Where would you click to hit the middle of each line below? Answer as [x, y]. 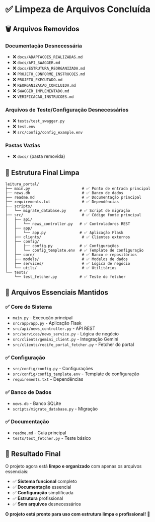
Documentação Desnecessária [44, 45]
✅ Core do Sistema [29, 307]
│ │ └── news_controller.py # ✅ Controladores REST [68, 224]
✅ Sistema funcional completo [45, 481]
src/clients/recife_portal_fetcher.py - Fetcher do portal [73, 344]
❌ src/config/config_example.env [48, 132]
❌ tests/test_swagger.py [38, 121]
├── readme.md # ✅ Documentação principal [73, 198]
